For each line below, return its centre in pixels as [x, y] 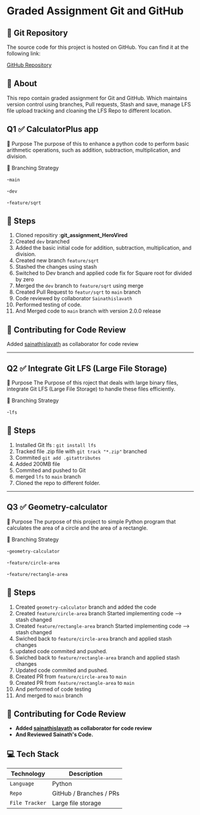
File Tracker [28, 803]
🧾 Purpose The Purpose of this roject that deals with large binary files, [93, 383]
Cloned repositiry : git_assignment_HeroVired [72, 235]
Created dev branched [42, 241]
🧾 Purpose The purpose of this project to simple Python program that [91, 521]
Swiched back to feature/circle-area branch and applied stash [93, 638]
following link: [24, 54]
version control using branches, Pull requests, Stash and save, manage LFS [99, 104]
